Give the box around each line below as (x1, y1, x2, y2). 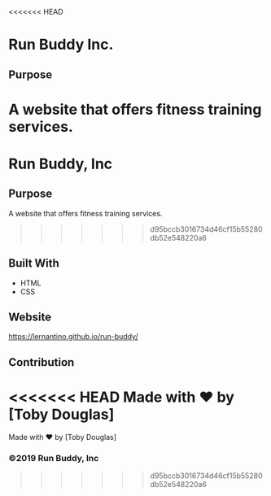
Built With (8, 256, 59, 271)
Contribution (8, 355, 75, 369)
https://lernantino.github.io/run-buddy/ (8, 332, 138, 342)
